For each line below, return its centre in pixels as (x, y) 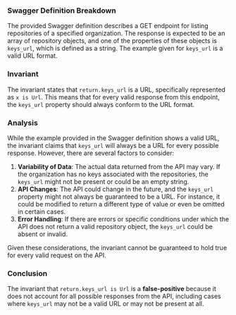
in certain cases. (42, 211)
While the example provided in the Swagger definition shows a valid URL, (113, 138)
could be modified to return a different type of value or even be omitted (121, 204)
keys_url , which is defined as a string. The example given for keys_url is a (115, 49)
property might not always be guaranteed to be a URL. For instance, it (119, 197)
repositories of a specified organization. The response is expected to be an (116, 33)
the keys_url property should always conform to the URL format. (101, 104)
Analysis (23, 123)
